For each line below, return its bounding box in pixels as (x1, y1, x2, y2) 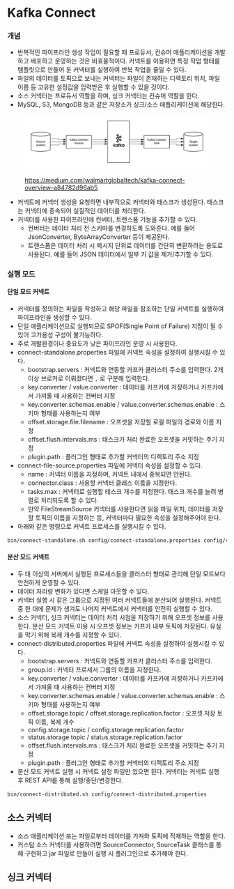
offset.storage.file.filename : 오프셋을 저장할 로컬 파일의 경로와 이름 (27, 417, 214, 426)
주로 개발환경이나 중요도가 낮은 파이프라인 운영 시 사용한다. (17, 339, 178, 348)
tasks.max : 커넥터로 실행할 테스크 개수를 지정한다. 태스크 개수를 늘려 (27, 487, 217, 495)
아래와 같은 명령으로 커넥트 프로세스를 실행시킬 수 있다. (17, 522, 166, 530)
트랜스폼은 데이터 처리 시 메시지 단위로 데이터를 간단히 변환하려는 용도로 (27, 241, 224, 249)
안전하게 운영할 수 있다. (17, 578, 81, 587)
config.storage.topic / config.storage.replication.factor (27, 725, 185, 734)
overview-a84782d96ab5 (24, 183, 98, 192)
